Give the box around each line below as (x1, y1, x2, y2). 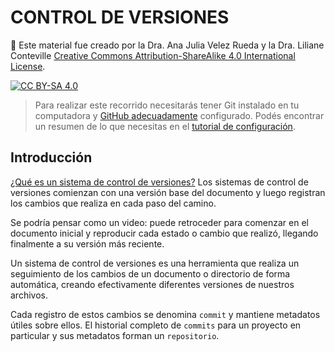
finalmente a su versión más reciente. (10, 237, 165, 250)
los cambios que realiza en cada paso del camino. (10, 197, 217, 209)
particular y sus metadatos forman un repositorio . (10, 329, 220, 341)
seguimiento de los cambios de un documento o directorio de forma (10, 267, 291, 280)
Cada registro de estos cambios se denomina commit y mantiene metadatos (10, 308, 321, 320)
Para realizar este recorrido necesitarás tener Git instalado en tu (34, 99, 300, 111)
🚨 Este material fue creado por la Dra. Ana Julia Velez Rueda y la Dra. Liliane (10, 39, 325, 51)
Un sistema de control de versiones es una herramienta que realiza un (10, 257, 300, 269)
